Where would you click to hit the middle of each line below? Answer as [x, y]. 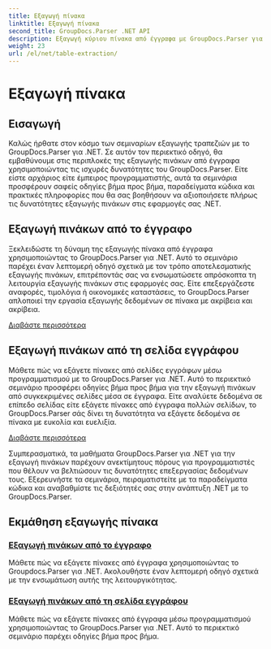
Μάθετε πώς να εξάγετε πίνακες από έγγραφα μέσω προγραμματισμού [130, 619]
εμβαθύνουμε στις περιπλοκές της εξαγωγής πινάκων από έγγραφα [124, 160]
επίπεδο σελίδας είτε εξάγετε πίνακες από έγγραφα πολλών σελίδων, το [133, 405]
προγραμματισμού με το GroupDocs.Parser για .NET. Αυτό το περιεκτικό [130, 379]
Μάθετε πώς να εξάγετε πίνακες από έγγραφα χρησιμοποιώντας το [124, 563]
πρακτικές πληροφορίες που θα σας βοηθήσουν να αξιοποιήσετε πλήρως [133, 195]
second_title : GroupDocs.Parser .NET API [80, 31]
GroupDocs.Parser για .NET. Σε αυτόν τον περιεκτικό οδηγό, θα [116, 152]
